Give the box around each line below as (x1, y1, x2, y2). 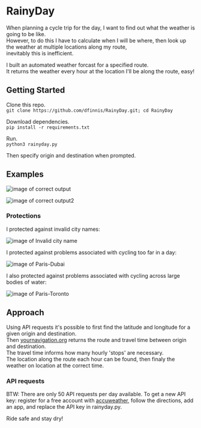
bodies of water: (6, 278, 47, 286)
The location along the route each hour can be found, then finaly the (6, 355, 175, 362)
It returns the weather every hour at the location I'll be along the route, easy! (6, 67, 195, 75)
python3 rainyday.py (6, 141, 58, 147)
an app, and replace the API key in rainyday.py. (6, 403, 122, 410)
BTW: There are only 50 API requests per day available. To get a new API (6, 390, 186, 397)
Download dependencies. (6, 118, 70, 125)
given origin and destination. (6, 329, 77, 337)
